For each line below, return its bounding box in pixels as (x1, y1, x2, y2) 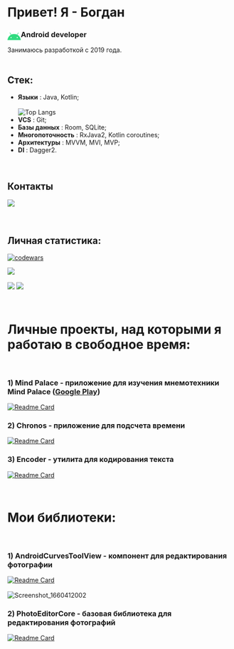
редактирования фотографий (7, 617, 116, 627)
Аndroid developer (21, 30, 87, 40)
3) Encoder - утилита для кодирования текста (7, 455, 174, 465)
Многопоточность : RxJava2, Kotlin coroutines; (17, 131, 160, 139)
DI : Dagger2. (17, 146, 57, 154)
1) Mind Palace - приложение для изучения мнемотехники (7, 378, 220, 388)
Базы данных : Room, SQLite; (17, 123, 107, 132)
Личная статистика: (7, 234, 102, 246)
